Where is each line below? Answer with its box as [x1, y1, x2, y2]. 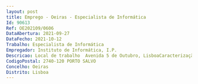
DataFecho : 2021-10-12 [6, 36, 62, 42]
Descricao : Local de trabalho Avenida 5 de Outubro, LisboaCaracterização [6, 53, 196, 59]
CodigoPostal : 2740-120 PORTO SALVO [6, 58, 96, 64]
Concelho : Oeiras [6, 63, 49, 70]
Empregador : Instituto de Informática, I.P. [6, 47, 117, 53]
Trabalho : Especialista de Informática [6, 42, 104, 48]
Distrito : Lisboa [6, 69, 49, 75]
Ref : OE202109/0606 [6, 25, 54, 31]
